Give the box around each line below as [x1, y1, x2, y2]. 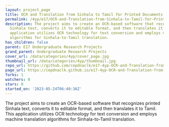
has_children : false [5, 40, 49, 45]
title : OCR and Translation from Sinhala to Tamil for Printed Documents [5, 12, 163, 17]
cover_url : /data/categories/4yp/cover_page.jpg [5, 53, 109, 59]
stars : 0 [5, 81, 24, 86]
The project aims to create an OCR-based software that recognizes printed [5, 100, 160, 106]
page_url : [5, 68, 26, 73]
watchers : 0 [5, 77, 30, 82]
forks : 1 [5, 72, 24, 77]
